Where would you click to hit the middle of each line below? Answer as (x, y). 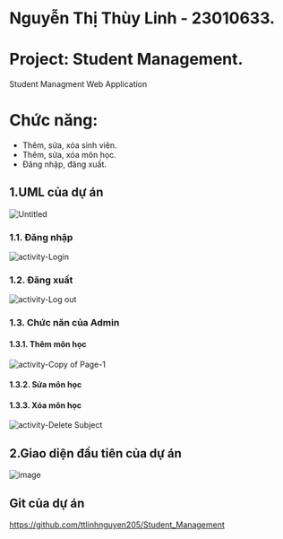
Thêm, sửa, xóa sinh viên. (70, 145)
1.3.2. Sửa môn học (46, 385)
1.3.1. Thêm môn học (48, 343)
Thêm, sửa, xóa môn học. (69, 155)
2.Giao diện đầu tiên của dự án (95, 453)
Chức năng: (54, 121)
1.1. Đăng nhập (41, 237)
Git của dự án (47, 503)
